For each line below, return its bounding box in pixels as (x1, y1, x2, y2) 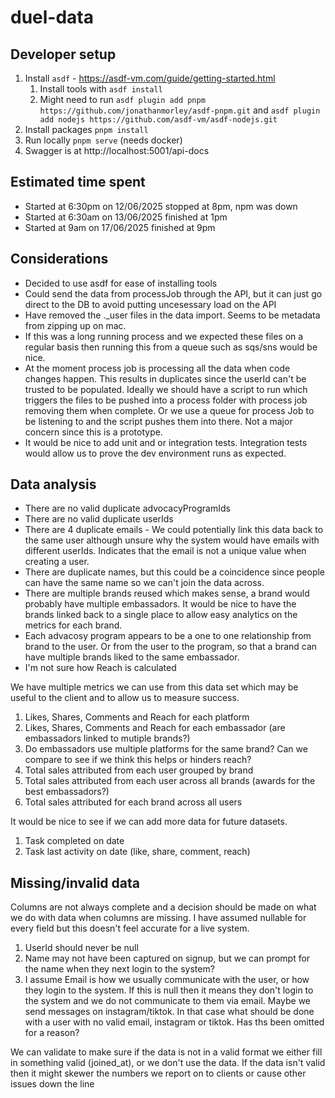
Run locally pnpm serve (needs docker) (24, 134, 183, 146)
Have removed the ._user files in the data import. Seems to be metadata (24, 309, 321, 321)
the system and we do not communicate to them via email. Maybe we (24, 995, 312, 1007)
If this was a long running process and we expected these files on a (24, 330, 304, 342)
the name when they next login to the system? (24, 963, 215, 975)
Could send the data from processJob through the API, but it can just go (24, 287, 323, 300)
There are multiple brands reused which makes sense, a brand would (24, 587, 310, 600)
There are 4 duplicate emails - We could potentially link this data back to (24, 524, 324, 536)
